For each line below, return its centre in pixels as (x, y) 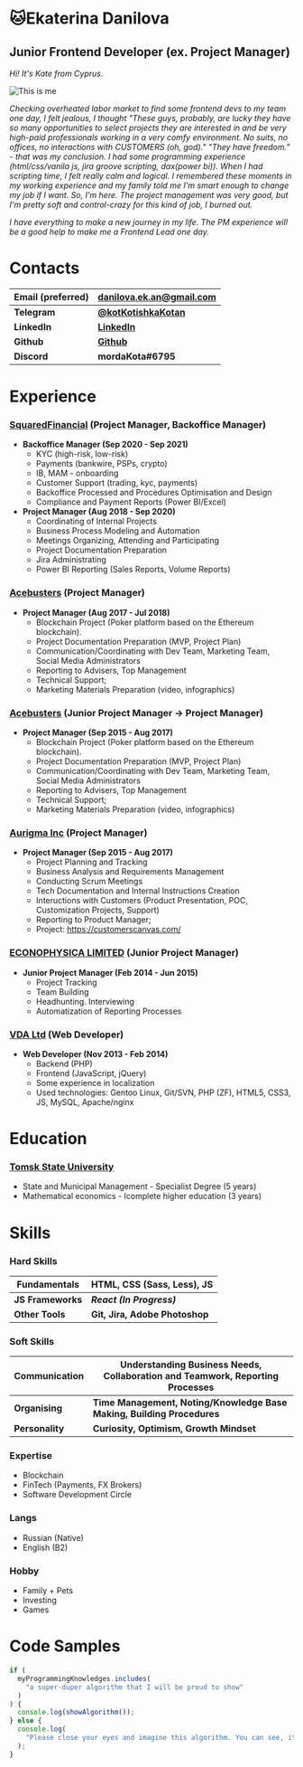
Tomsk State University (62, 1167)
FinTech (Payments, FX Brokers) (82, 1485)
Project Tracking (66, 982)
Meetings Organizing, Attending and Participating (127, 541)
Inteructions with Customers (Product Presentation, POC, (142, 901)
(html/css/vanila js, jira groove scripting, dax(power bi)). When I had (136, 166)
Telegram (35, 312)
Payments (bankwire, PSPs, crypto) (102, 464)
